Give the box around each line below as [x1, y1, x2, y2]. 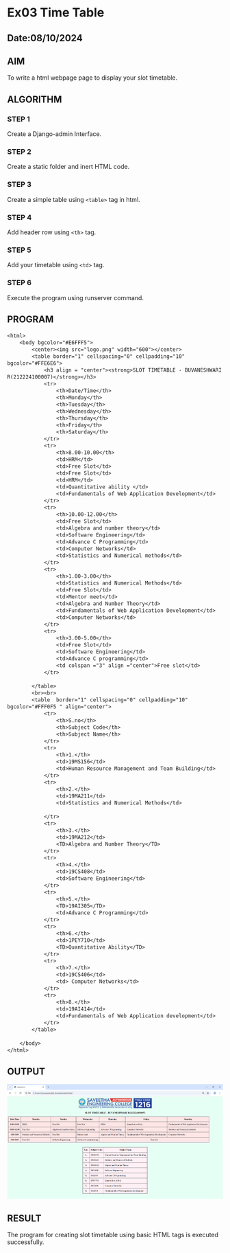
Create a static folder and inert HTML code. [7, 163, 130, 171]
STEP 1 [7, 114, 30, 124]
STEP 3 [7, 180, 32, 190]
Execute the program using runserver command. [7, 293, 144, 302]
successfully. [7, 1238, 44, 1246]
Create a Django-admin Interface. [7, 130, 102, 138]
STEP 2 [7, 147, 32, 156]
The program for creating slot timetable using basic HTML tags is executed [7, 1231, 219, 1239]
